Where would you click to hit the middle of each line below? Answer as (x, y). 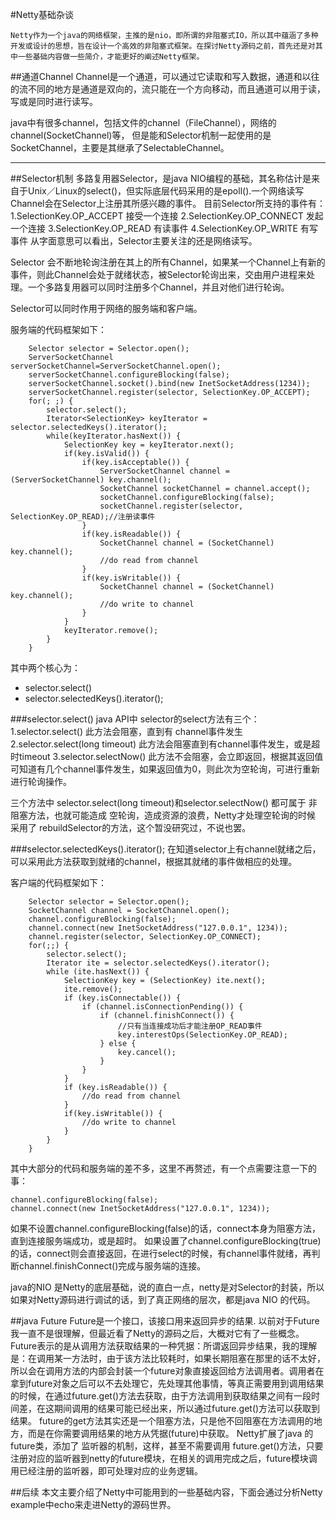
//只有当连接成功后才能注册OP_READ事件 (190, 1026)
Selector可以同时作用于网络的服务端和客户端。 (106, 308)
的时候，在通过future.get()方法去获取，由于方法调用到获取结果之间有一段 (161, 1396)
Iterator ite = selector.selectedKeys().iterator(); (158, 963)
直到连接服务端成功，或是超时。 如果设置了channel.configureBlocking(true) (166, 1241)
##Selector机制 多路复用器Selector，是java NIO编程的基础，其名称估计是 (161, 178)
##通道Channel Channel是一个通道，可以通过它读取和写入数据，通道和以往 (165, 76)
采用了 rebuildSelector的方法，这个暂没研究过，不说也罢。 (131, 827)
